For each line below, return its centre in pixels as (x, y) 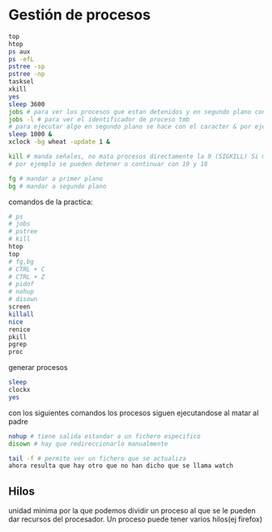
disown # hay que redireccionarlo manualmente (88, 444)
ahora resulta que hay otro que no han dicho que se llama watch (121, 466)
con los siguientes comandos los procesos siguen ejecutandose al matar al (134, 413)
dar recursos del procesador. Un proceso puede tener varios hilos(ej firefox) (136, 519)
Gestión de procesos (80, 15)
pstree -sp (27, 66)
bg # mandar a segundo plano (57, 186)
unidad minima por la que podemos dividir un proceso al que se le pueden (132, 511)
